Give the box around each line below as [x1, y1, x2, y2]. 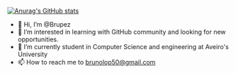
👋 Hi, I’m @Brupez [17, 20, 71, 28]
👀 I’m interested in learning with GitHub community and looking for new [17, 28, 226, 36]
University [17, 50, 48, 58]
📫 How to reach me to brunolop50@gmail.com [17, 58, 156, 66]
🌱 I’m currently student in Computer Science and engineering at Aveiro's [17, 43, 229, 51]
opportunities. [17, 35, 59, 44]
